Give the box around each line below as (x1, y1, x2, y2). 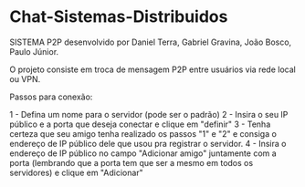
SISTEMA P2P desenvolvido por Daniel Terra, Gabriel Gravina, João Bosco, (9, 36, 292, 47)
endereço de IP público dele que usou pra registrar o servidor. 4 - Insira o (9, 138, 287, 149)
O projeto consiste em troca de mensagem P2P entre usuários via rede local (9, 64, 297, 75)
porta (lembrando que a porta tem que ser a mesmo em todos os (9, 157, 254, 168)
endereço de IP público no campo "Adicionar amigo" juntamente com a (9, 148, 277, 159)
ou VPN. (9, 73, 41, 84)
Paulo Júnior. (9, 46, 59, 57)
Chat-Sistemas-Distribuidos (9, 6, 228, 27)
